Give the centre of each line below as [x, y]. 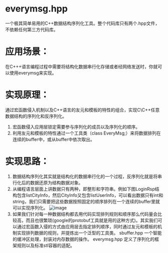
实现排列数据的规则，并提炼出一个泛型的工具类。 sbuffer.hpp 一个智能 [89, 233]
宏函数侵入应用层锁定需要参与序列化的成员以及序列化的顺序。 [76, 126]
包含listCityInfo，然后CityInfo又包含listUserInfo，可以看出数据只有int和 [90, 195]
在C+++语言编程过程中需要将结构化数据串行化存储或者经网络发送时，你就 [81, 66]
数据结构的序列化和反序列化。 [36, 116]
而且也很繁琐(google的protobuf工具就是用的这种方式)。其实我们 [92, 220]
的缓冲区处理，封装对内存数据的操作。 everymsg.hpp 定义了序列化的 [83, 239]
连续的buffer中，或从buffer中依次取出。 [54, 139]
